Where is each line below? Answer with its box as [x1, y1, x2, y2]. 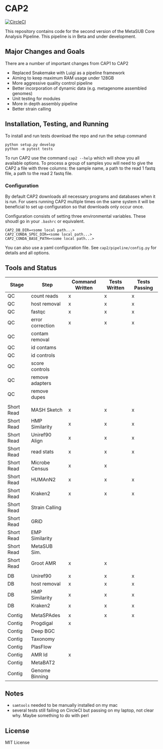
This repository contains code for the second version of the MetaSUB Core [5, 28, 155, 34]
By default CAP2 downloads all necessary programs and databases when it [5, 193, 156, 199]
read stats [31, 448, 54, 455]
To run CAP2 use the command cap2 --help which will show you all [5, 155, 140, 160]
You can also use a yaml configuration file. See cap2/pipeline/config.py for [5, 244, 157, 250]
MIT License [5, 740, 30, 746]
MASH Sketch [31, 406, 63, 413]
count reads [31, 292, 59, 299]
